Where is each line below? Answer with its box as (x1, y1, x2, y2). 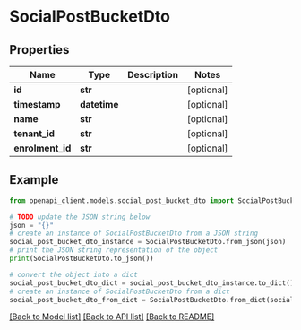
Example (9, 172, 59, 187)
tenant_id (13, 127, 56, 140)
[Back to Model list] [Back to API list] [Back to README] (9, 311, 215, 322)
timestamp (13, 99, 61, 110)
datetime (80, 99, 119, 110)
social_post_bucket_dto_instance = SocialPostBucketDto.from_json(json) (9, 238, 287, 247)
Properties (9, 42, 70, 57)
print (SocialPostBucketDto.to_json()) (9, 254, 154, 264)
